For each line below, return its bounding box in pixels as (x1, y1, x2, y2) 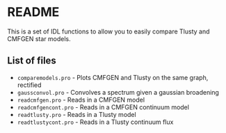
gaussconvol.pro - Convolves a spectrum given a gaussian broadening (17, 88, 219, 96)
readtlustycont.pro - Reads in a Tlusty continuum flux (17, 118, 174, 126)
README (7, 4, 60, 20)
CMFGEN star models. (7, 34, 71, 42)
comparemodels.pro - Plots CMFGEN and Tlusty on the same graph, (17, 73, 209, 81)
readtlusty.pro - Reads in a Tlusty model (17, 110, 137, 118)
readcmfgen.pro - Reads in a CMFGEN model (17, 95, 145, 104)
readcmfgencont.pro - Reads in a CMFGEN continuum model (17, 102, 190, 111)
